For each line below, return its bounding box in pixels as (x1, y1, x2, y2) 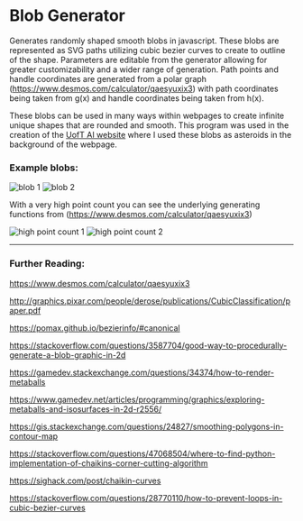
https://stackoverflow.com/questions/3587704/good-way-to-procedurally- (9, 340, 288, 351)
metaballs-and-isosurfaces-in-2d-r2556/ (9, 403, 162, 415)
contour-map (9, 430, 59, 442)
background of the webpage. (9, 139, 117, 150)
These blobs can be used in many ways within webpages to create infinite (9, 110, 285, 121)
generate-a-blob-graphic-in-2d (9, 349, 126, 361)
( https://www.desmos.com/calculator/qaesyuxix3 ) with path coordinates (9, 83, 279, 94)
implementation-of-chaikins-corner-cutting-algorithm (9, 457, 209, 469)
